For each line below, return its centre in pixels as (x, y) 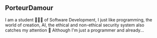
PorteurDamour (29, 8)
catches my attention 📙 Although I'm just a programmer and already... (75, 30)
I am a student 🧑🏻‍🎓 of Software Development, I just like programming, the (79, 19)
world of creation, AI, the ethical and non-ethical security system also (75, 25)
